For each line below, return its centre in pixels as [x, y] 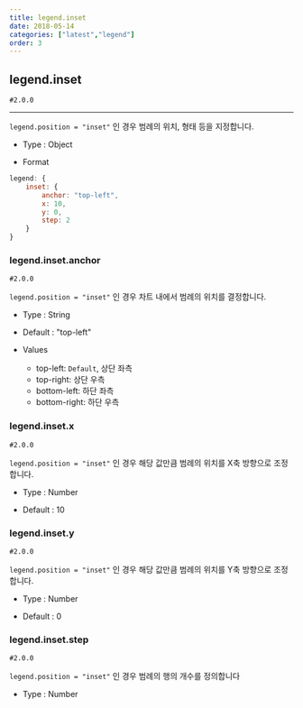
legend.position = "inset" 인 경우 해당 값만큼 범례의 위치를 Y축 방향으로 [141, 569]
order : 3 [26, 43]
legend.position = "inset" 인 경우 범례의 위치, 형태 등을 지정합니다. [132, 126]
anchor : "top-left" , [80, 195]
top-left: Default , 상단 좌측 [84, 368]
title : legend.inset [48, 18]
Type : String [46, 315]
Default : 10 [43, 510]
